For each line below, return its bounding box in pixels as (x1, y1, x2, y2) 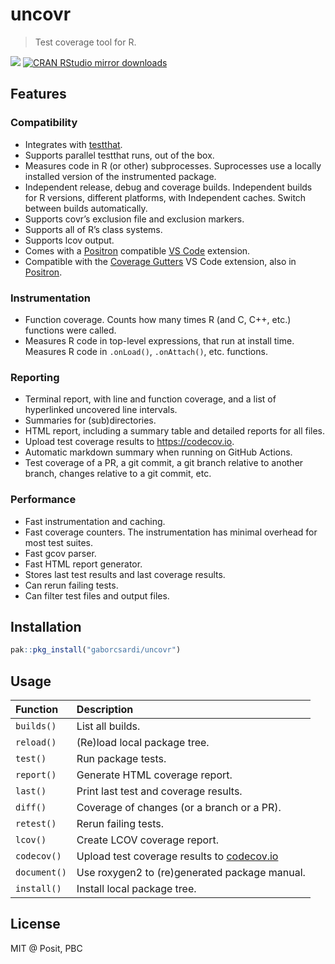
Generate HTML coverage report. (76, 768, 233, 782)
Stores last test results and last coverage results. (24, 568, 226, 580)
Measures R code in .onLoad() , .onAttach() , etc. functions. (24, 345, 268, 357)
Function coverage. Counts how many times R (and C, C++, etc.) (24, 313, 292, 325)
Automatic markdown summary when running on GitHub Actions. (24, 446, 293, 458)
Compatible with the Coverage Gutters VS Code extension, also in (24, 255, 297, 267)
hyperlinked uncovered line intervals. (24, 404, 178, 416)
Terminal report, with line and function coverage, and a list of (24, 393, 277, 405)
